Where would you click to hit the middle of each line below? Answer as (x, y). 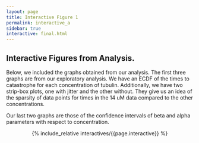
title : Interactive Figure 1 (42, 17)
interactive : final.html (37, 34)
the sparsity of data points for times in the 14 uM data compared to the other (99, 97)
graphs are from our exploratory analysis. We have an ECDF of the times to (98, 79)
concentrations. (25, 104)
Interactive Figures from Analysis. (70, 58)
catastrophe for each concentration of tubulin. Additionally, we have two (94, 85)
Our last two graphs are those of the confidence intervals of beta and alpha (98, 115)
